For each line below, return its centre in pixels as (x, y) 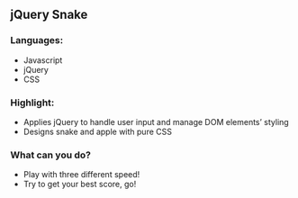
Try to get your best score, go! (80, 184)
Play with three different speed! (81, 175)
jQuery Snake (49, 15)
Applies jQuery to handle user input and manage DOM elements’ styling (156, 121)
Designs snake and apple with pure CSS (97, 131)
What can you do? (51, 155)
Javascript (43, 60)
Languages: (37, 40)
